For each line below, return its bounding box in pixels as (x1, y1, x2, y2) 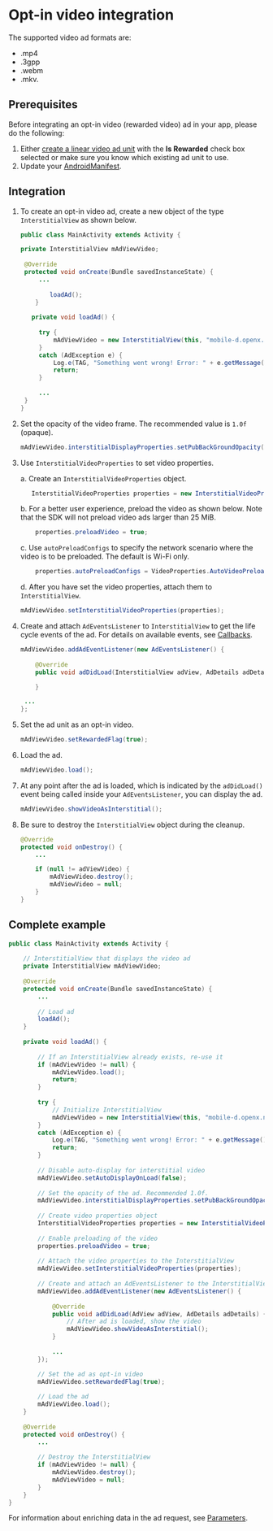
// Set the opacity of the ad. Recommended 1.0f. (37, 1189, 209, 1197)
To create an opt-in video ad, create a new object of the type (19, 206, 224, 216)
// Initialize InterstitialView (51, 1106, 162, 1114)
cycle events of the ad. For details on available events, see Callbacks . (19, 630, 253, 640)
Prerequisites (8, 98, 78, 111)
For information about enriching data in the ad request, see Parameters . (8, 1513, 248, 1523)
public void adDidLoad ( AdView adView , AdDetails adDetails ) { (51, 1310, 267, 1318)
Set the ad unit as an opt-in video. (19, 720, 134, 729)
